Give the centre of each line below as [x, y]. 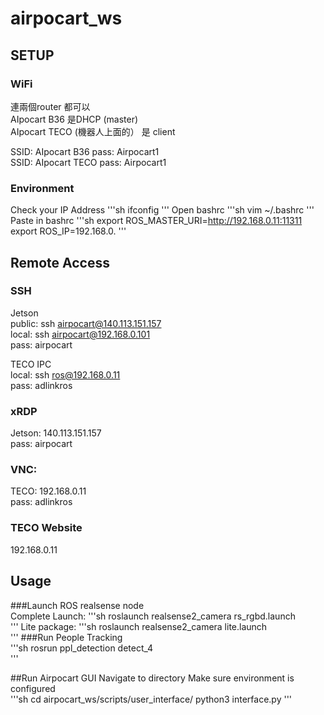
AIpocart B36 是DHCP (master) [74, 119]
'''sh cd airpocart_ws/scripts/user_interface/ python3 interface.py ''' [151, 699]
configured [33, 688]
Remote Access [60, 262]
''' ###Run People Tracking [66, 637]
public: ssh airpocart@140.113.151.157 [86, 323]
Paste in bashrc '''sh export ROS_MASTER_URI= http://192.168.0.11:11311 [156, 221]
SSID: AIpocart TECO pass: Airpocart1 [88, 162]
